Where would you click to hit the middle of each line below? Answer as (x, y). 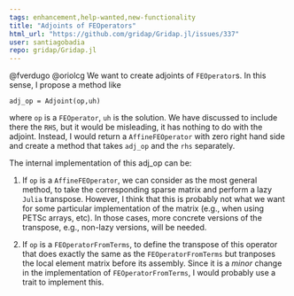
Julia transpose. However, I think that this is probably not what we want (153, 199)
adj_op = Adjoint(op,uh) (55, 101)
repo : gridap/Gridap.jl (53, 51)
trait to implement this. (63, 282)
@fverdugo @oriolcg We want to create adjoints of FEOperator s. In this (138, 75)
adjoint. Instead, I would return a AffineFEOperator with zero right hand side (147, 136)
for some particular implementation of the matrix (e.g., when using (143, 208)
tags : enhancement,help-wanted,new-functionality (103, 17)
